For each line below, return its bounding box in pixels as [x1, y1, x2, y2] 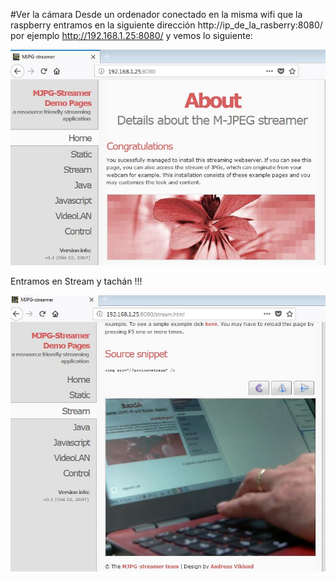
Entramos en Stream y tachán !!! [10, 275, 143, 288]
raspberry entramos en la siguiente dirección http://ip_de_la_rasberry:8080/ [10, 19, 323, 31]
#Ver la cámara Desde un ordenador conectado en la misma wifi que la [10, 9, 303, 20]
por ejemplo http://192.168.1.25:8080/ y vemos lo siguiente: [10, 30, 253, 41]
